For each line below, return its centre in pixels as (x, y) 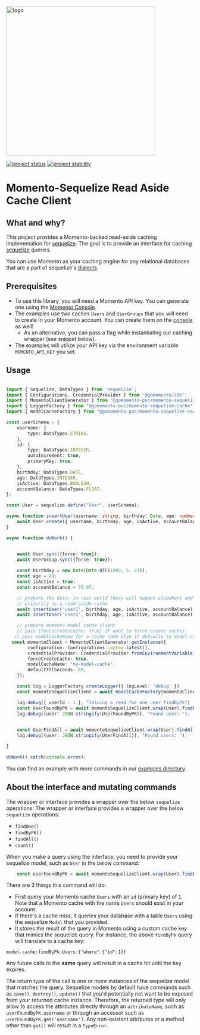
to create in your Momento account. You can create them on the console (104, 320)
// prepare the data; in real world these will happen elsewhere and (105, 598)
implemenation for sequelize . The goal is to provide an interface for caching (99, 243)
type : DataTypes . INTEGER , (60, 450)
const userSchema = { (33, 422)
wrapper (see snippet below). (60, 339)
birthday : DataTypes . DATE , (50, 472)
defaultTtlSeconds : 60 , (57, 670)
